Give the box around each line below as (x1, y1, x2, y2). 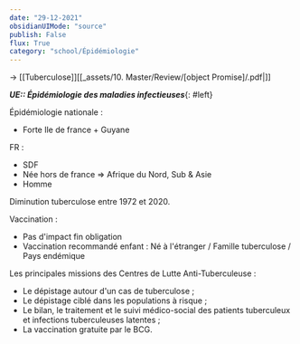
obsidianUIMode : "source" (9, 22, 107, 31)
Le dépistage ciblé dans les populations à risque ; (22, 295, 208, 306)
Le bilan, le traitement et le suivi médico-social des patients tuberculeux (22, 305, 291, 316)
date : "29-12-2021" (9, 13, 83, 23)
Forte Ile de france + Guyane (22, 124, 130, 136)
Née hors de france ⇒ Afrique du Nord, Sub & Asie (22, 169, 212, 180)
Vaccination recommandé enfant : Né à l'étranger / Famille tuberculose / (22, 241, 292, 252)
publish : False (9, 30, 67, 39)
